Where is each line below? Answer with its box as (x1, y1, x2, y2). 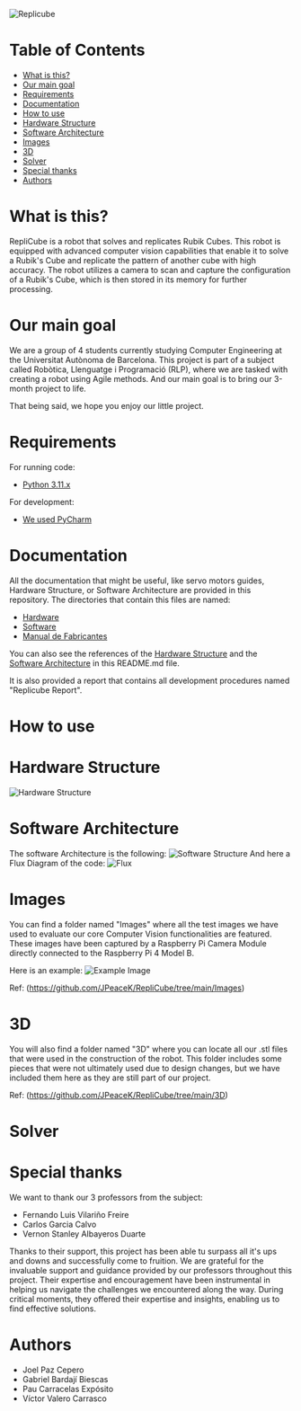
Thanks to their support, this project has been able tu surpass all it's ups (9, 1246, 277, 1256)
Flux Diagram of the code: (9, 857, 106, 868)
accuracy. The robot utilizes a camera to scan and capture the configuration (9, 264, 291, 275)
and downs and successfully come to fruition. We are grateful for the (9, 1255, 264, 1266)
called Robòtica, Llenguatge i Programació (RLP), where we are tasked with (9, 364, 288, 375)
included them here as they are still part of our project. (9, 1072, 211, 1083)
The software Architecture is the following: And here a (9, 847, 290, 858)
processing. (9, 283, 54, 294)
